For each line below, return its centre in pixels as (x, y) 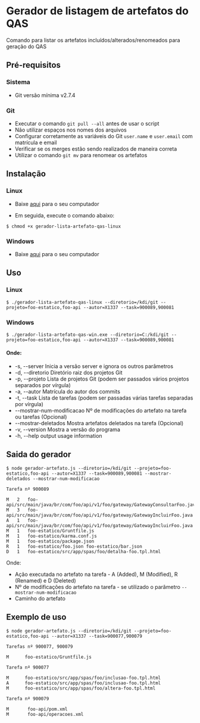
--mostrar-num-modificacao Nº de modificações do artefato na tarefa (101, 411)
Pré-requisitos (34, 65)
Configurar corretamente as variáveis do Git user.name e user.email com (104, 136)
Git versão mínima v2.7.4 (45, 95)
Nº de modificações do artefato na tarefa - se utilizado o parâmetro (97, 587)
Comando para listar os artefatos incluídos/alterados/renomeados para (93, 40)
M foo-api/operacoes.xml (45, 714)
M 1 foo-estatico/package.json (50, 541)
